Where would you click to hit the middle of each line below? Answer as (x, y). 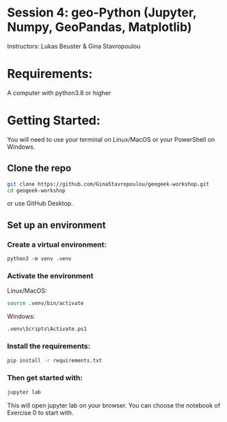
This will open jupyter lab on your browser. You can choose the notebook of (114, 405)
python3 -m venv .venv (39, 259)
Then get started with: (45, 378)
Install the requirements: (49, 346)
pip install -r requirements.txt (55, 360)
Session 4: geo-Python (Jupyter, (102, 13)
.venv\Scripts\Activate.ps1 (47, 329)
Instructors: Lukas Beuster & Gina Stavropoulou (74, 46)
